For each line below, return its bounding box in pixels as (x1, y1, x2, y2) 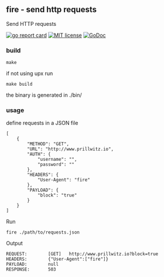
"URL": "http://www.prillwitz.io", (27, 146, 114, 152)
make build (6, 82, 33, 87)
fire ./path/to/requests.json (6, 229, 80, 235)
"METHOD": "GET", (27, 141, 69, 147)
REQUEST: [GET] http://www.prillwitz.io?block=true (6, 251, 159, 257)
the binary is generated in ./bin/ (6, 92, 82, 99)
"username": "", (37, 157, 77, 163)
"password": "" (37, 161, 75, 168)
